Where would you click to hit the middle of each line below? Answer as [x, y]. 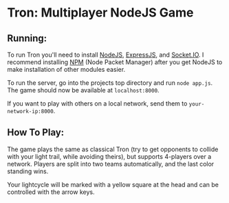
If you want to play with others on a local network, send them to [97, 104]
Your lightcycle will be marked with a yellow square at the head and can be [113, 184]
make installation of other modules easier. [66, 69]
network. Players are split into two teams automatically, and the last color [111, 164]
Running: [27, 38]
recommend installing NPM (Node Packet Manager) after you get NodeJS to [115, 62]
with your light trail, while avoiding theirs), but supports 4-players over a [109, 156]
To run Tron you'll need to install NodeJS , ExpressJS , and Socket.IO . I [106, 55]
